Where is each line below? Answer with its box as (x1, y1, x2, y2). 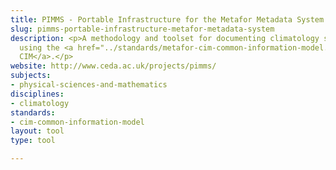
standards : (10, 107, 56, 118)
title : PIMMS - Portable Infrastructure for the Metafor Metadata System (10, 14, 325, 25)
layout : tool (10, 126, 65, 136)
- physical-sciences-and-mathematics (10, 80, 168, 90)
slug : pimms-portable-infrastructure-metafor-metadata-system (10, 24, 275, 34)
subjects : (10, 71, 52, 81)
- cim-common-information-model (10, 117, 145, 127)
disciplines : (10, 89, 65, 99)
